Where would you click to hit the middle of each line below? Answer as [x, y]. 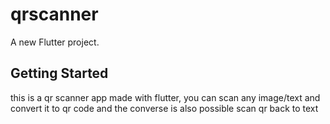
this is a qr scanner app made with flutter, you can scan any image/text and [165, 97]
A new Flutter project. [55, 42]
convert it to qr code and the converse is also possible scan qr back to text [164, 108]
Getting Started [59, 73]
